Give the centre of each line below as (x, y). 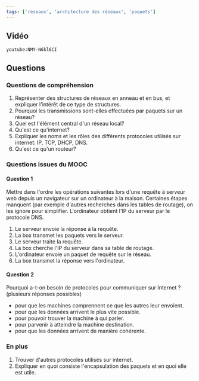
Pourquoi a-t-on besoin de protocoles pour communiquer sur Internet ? (94, 288)
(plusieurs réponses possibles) (44, 294)
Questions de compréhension (50, 85)
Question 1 (20, 179)
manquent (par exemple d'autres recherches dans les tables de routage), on (100, 205)
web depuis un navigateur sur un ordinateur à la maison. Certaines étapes (97, 199)
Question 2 (20, 274)
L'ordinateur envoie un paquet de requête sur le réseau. (83, 254)
